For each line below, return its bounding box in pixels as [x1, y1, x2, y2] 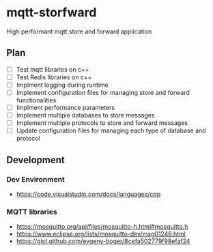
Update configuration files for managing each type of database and [16, 126, 206, 135]
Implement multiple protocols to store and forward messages [16, 119, 188, 127]
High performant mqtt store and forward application [6, 27, 152, 36]
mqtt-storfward [6, 5, 97, 20]
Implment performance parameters [16, 104, 115, 111]
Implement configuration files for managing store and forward [16, 88, 190, 96]
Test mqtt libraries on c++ [16, 65, 89, 73]
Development [6, 154, 66, 165]
